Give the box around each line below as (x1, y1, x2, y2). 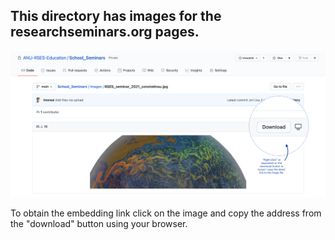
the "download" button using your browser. (10, 217, 188, 229)
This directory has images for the (10, 8, 222, 25)
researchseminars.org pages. (10, 24, 200, 41)
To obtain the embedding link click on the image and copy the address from (10, 207, 322, 219)
